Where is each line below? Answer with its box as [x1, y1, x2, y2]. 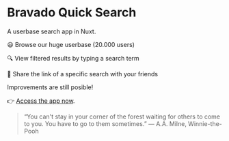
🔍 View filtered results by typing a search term [7, 54, 140, 62]
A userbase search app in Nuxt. [7, 27, 96, 35]
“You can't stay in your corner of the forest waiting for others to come [23, 112, 221, 121]
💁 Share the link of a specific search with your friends [7, 69, 159, 78]
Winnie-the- [187, 119, 222, 127]
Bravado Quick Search [7, 5, 137, 20]
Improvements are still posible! [7, 83, 94, 91]
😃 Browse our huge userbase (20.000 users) [7, 40, 135, 48]
